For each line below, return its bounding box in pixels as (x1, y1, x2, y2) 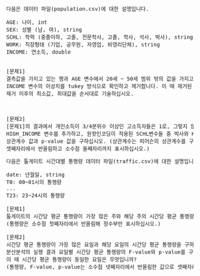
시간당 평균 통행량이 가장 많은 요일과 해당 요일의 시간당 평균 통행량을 (6, 241, 182, 248)
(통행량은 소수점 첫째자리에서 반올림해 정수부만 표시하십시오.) (6, 221, 161, 227)
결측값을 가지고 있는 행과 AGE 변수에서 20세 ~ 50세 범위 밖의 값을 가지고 (6, 76, 194, 82)
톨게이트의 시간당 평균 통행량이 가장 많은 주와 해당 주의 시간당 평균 (6, 213, 177, 219)
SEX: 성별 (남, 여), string (6, 26, 82, 33)
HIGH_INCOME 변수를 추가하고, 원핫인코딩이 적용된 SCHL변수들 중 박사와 (6, 130, 189, 137)
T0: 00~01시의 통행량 (6, 179, 62, 186)
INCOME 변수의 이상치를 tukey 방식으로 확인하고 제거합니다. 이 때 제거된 (6, 83, 192, 89)
